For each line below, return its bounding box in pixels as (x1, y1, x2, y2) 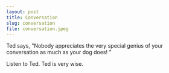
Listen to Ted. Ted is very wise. (6, 60, 83, 68)
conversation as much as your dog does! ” (6, 49, 112, 56)
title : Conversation (6, 14, 59, 21)
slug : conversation (6, 20, 56, 26)
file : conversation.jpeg (6, 25, 69, 32)
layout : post (6, 8, 39, 15)
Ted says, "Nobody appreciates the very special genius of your (6, 42, 163, 49)
